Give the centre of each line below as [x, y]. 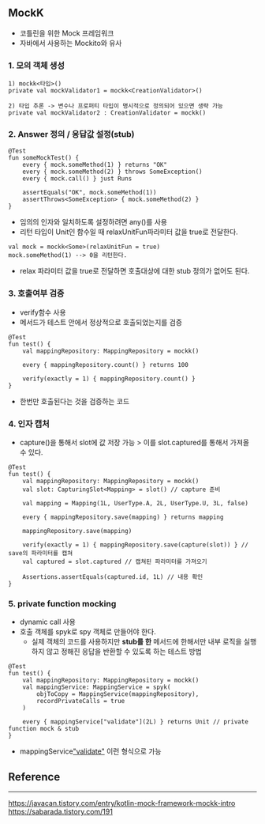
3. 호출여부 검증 [36, 293]
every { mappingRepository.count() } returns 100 [106, 365]
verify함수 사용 [43, 312]
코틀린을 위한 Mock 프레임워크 [67, 33]
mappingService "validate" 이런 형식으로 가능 [90, 751]
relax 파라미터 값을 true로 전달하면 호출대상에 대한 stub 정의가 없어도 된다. [134, 271]
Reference [34, 777]
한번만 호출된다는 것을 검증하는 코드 [75, 401]
